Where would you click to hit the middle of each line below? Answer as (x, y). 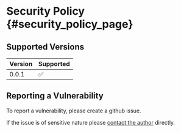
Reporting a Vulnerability (55, 96)
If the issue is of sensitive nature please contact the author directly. (91, 122)
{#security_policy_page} (70, 24)
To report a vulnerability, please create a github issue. (74, 111)
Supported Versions (45, 47)
